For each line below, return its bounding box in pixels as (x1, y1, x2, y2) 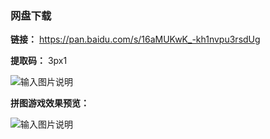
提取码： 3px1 (10, 55, 68, 67)
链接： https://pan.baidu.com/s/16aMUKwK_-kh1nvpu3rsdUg (10, 33, 261, 46)
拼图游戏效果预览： (10, 97, 90, 109)
